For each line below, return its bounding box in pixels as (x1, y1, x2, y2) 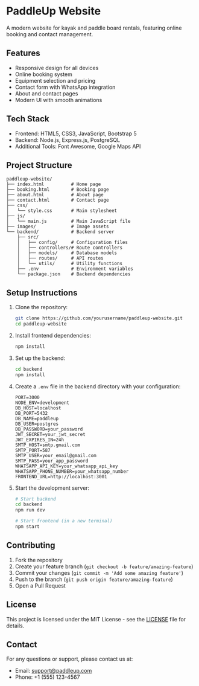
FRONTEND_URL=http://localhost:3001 (14, 473, 107, 479)
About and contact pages (14, 89, 78, 97)
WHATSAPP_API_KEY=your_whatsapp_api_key (14, 463, 118, 469)
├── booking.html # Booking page (6, 187, 110, 193)
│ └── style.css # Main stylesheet (6, 208, 118, 214)
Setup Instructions (6, 287, 78, 298)
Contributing (6, 540, 55, 551)
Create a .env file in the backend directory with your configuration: (14, 382, 181, 390)
